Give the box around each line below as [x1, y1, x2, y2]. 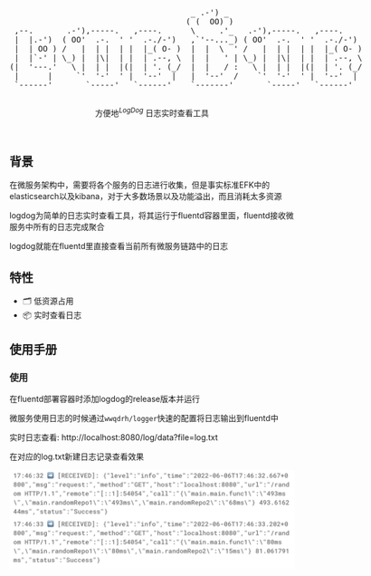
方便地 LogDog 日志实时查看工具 [94, 106, 210, 118]
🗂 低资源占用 [22, 295, 74, 307]
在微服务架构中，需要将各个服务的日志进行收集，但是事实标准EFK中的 [9, 179, 271, 190]
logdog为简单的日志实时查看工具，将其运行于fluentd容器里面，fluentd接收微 [9, 210, 294, 221]
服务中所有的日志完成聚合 [9, 222, 105, 233]
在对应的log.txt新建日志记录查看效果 [9, 451, 145, 462]
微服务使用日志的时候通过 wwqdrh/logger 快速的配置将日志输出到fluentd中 [9, 412, 279, 423]
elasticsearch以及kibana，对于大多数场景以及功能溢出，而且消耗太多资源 [9, 191, 282, 202]
